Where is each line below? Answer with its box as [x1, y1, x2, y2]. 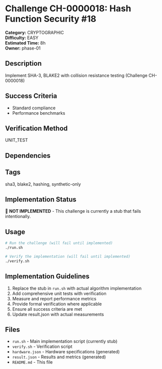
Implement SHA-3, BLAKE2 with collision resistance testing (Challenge [5, 72, 148, 78]
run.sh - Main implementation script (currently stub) [12, 339, 118, 344]
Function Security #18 [5, 13, 97, 25]
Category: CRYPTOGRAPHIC [5, 29, 64, 35]
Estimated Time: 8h [5, 40, 46, 46]
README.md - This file [12, 359, 53, 365]
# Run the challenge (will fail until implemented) [5, 241, 113, 246]
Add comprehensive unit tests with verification [12, 290, 107, 296]
